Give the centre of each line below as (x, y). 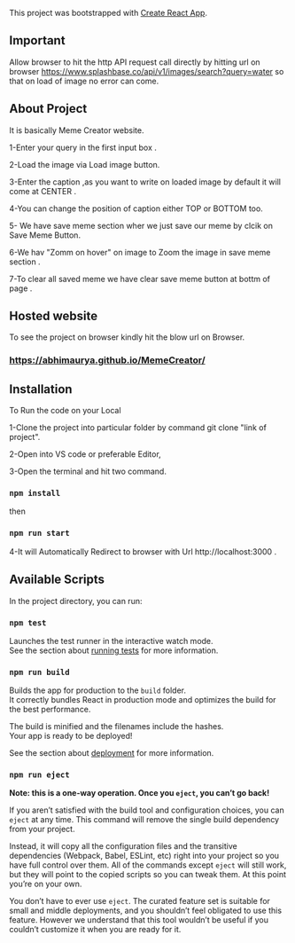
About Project (48, 109)
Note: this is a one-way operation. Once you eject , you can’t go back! (140, 793)
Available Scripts (57, 580)
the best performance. (50, 710)
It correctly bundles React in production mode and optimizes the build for (143, 700)
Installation (41, 389)
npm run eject (39, 775)
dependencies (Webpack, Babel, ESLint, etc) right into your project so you (144, 856)
